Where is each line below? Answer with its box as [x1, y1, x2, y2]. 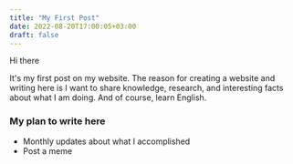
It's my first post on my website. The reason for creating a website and [9, 73, 276, 84]
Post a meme [22, 145, 73, 156]
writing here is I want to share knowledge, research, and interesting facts [9, 83, 284, 94]
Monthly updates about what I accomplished [22, 136, 191, 147]
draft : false [9, 30, 59, 39]
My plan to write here [9, 115, 106, 128]
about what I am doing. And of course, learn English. [9, 92, 207, 103]
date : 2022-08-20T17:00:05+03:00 [9, 22, 137, 31]
